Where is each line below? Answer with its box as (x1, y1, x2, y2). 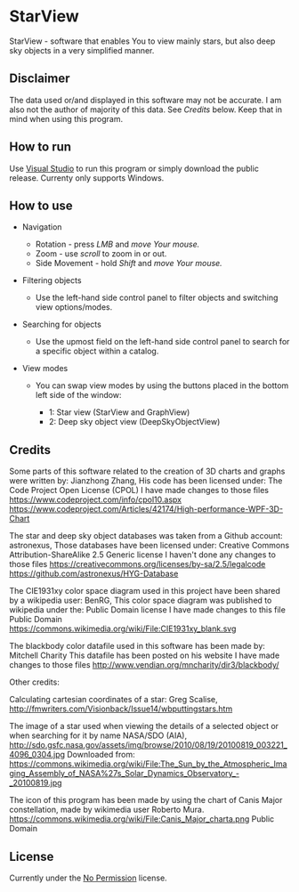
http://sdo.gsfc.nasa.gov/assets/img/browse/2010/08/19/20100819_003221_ (9, 740, 287, 750)
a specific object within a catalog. (35, 345, 159, 357)
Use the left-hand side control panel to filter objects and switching (35, 292, 279, 304)
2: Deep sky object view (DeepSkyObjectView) (48, 417, 221, 427)
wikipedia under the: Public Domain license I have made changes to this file (9, 604, 287, 615)
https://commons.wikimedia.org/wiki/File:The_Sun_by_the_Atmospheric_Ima (9, 758, 287, 769)
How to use (9, 198, 73, 213)
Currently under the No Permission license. (9, 872, 167, 883)
